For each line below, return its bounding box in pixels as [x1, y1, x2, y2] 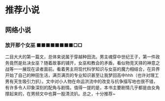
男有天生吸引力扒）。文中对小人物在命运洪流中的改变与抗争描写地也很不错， [5, 78, 158, 84]
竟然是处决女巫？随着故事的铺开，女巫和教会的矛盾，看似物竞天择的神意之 [9, 60, 160, 66]
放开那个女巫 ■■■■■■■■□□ [5, 41, 82, 48]
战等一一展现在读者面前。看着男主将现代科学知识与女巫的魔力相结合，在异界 [5, 66, 160, 72]
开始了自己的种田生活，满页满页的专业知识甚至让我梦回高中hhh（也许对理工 [5, 72, 159, 78]
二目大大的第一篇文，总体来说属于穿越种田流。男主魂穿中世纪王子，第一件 [5, 54, 156, 60]
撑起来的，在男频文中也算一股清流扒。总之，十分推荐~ [5, 91, 116, 97]
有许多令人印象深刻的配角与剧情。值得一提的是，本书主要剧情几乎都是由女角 [5, 84, 160, 90]
